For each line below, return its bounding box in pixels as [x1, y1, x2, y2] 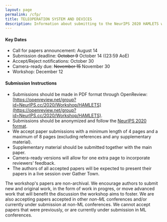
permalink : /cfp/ [5, 12, 41, 17]
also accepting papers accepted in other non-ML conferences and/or [5, 196, 148, 202]
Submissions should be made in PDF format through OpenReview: [12, 91, 148, 97]
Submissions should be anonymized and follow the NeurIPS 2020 [12, 117, 147, 123]
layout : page [5, 7, 32, 12]
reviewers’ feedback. [12, 160, 56, 166]
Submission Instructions [5, 80, 57, 86]
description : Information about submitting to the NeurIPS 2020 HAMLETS [5, 21, 159, 26]
